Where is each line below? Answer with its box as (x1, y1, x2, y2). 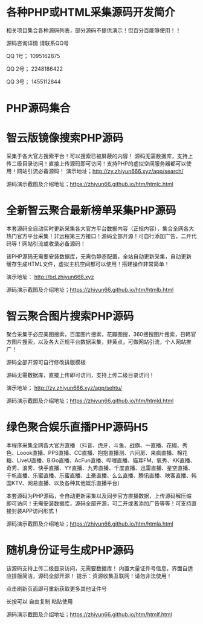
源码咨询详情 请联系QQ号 (6, 39, 69, 47)
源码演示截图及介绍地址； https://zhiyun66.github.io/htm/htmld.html (6, 397, 174, 404)
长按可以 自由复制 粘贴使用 (6, 597, 73, 605)
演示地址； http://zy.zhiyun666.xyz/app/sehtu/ (6, 384, 123, 391)
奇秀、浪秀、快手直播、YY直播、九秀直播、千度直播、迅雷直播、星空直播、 (6, 464, 194, 471)
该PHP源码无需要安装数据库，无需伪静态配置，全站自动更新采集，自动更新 (6, 253, 192, 260)
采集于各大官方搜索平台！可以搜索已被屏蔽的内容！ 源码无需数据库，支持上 (6, 152, 193, 160)
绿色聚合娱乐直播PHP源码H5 (6, 420, 149, 434)
